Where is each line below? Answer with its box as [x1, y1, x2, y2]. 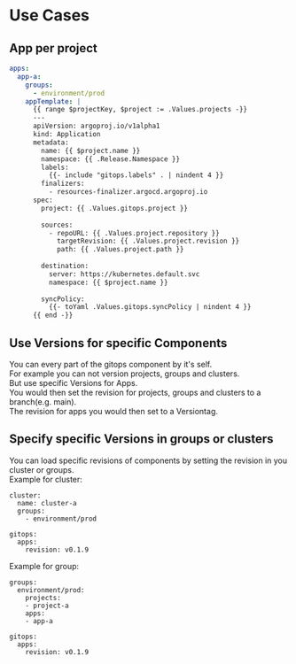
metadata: [32, 138, 69, 147]
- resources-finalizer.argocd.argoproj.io [48, 188, 208, 197]
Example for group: [9, 560, 80, 571]
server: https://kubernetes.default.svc [48, 269, 200, 279]
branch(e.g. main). [9, 396, 77, 407]
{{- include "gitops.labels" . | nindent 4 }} [48, 171, 224, 180]
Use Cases [9, 5, 90, 26]
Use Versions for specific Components [9, 336, 228, 351]
